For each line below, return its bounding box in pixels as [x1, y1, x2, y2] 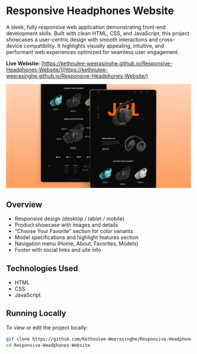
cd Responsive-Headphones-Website [6, 342, 91, 348]
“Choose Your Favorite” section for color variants [14, 228, 134, 235]
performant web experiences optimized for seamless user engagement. [6, 48, 179, 55]
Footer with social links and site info [14, 247, 101, 254]
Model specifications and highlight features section [14, 234, 139, 241]
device [6, 42, 22, 49]
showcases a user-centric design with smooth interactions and [6, 36, 158, 43]
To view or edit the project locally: [6, 324, 88, 331]
